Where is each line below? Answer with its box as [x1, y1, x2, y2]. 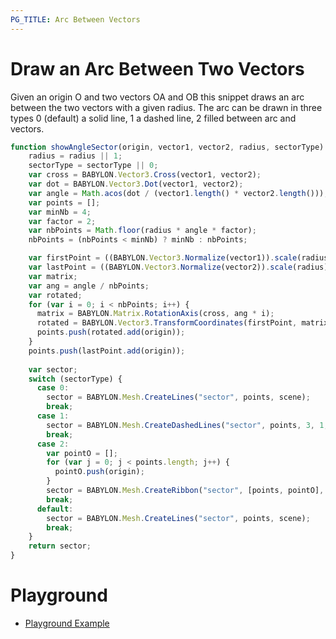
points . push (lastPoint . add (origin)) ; [28, 346, 186, 356]
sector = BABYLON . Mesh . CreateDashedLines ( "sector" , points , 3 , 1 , [46, 420, 329, 430]
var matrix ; [28, 271, 78, 281]
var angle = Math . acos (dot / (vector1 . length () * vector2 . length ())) [28, 188, 325, 198]
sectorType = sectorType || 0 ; [28, 161, 159, 171]
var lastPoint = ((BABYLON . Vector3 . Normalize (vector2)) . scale [28, 262, 293, 273]
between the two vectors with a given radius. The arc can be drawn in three [10, 101, 323, 113]
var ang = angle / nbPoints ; [28, 281, 150, 291]
